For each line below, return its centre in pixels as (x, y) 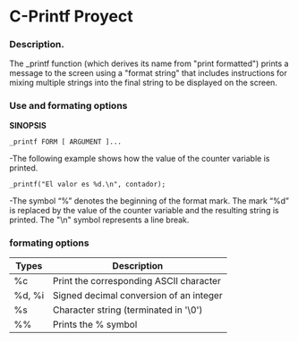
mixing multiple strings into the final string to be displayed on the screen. (143, 83)
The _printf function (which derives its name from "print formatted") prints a (149, 63)
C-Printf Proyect (71, 17)
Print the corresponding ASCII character (136, 281)
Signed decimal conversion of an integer (137, 296)
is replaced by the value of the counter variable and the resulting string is (144, 210)
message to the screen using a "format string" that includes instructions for (149, 73)
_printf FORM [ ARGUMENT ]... (66, 142)
